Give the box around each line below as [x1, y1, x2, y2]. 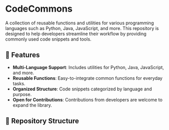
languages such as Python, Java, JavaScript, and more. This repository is [5, 25, 159, 31]
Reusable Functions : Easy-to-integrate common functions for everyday [12, 75, 163, 81]
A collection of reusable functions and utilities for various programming [5, 20, 154, 26]
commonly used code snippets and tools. [5, 36, 92, 42]
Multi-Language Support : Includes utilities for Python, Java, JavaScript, [12, 64, 164, 70]
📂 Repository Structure [5, 117, 79, 125]
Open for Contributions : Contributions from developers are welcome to [12, 96, 163, 103]
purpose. [12, 91, 32, 97]
